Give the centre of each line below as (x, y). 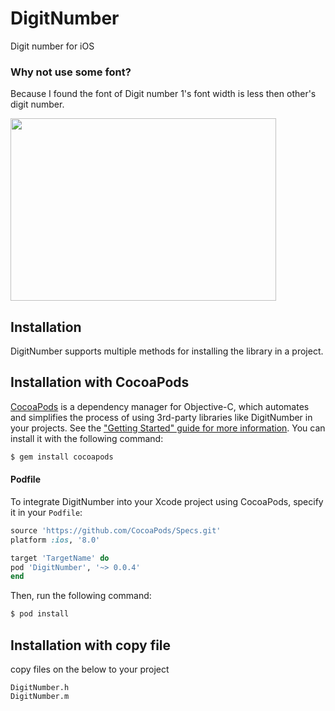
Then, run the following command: (81, 596)
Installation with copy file (91, 645)
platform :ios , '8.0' (55, 540)
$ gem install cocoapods (62, 457)
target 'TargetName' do (60, 558)
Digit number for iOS (52, 46)
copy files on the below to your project (90, 669)
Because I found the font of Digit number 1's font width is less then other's (163, 94)
